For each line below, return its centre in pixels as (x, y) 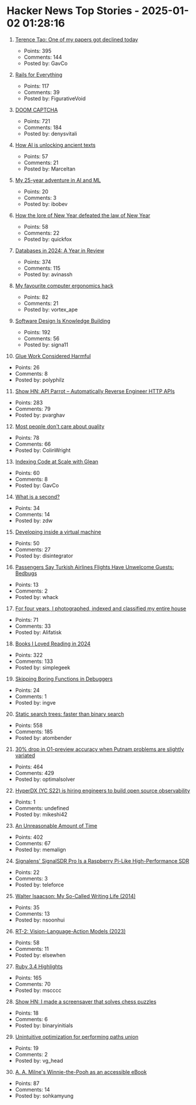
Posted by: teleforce (39, 885)
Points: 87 (27, 1083)
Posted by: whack (37, 597)
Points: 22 (27, 872)
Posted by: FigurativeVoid (55, 98)
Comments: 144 (43, 57)
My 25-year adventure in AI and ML (58, 180)
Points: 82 (36, 297)
